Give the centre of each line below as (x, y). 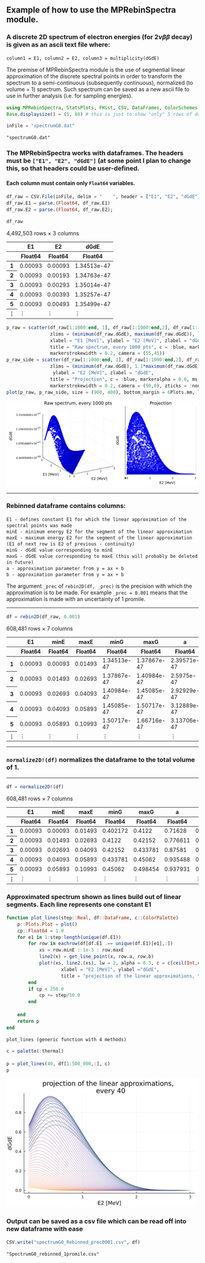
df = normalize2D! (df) (35, 787)
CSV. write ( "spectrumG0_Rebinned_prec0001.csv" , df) (73, 1242)
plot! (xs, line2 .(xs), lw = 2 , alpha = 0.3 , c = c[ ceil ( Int (117, 963)
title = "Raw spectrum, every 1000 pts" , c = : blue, (118, 347)
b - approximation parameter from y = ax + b (65, 575)
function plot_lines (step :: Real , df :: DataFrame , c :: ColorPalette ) (92, 918)
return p (28, 1021)
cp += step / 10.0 (59, 995)
